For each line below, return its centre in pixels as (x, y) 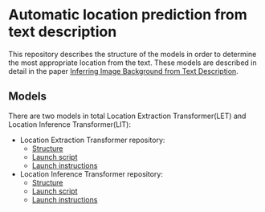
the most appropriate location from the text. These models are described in (132, 63)
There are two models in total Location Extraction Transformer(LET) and (127, 116)
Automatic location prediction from (128, 15)
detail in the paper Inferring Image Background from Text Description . (123, 71)
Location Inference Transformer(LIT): (69, 124)
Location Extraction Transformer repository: (92, 140)
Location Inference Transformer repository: (91, 173)
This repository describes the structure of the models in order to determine (132, 54)
